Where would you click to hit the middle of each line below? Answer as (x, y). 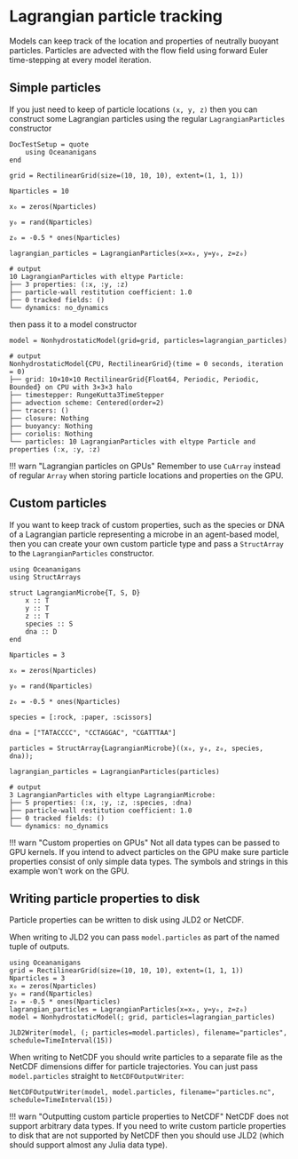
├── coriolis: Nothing (51, 434)
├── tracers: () (39, 411)
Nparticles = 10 (39, 191)
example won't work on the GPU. (69, 871)
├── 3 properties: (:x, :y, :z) (69, 284)
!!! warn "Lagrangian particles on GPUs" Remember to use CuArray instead (145, 466)
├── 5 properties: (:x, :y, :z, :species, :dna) (101, 803)
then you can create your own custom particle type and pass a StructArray (146, 543)
